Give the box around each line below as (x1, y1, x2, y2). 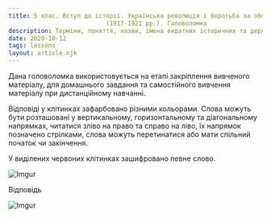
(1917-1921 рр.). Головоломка (106, 19, 207, 27)
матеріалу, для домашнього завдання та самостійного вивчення (8, 80, 231, 89)
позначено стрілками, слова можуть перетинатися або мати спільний (8, 130, 251, 139)
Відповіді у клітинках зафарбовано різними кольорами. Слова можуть (8, 104, 252, 113)
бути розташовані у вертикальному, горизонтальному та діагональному (8, 113, 258, 121)
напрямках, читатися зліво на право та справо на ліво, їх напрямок (8, 121, 242, 130)
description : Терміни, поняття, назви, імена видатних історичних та (8, 27, 248, 35)
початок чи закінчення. (8, 138, 89, 147)
